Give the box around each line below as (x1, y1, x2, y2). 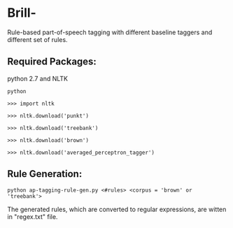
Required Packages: (7, 56, 97, 68)
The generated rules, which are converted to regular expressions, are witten (7, 205, 227, 213)
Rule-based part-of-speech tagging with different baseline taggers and (7, 28, 213, 36)
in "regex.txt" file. (7, 212, 58, 221)
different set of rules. (7, 35, 68, 43)
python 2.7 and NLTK (7, 74, 69, 83)
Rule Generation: (7, 168, 83, 180)
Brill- (7, 5, 36, 21)
